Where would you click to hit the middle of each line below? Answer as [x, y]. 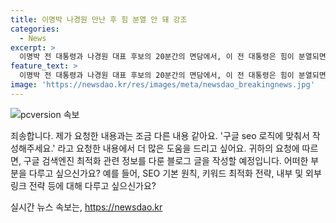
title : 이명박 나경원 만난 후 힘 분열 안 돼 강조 [99, 19]
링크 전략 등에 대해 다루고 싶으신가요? [83, 185]
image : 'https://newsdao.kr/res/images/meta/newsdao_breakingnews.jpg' [162, 85]
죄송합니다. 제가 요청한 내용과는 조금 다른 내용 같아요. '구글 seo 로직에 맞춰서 [160, 135]
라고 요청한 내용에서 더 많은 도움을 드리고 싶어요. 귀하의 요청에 [178, 148]
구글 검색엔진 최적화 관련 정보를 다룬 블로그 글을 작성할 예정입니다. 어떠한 [166, 160]
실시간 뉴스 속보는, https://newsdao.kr [86, 207]
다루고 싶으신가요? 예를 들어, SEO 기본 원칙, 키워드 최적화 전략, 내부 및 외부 [175, 173]
